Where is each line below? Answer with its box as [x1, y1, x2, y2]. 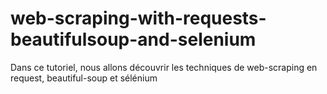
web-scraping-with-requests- [10, 7, 267, 30]
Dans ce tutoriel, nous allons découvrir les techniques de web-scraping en [10, 61, 318, 73]
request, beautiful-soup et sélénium [10, 72, 158, 84]
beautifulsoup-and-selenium [10, 28, 257, 51]
